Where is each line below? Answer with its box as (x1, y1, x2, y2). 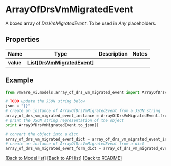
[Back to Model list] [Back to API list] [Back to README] (5, 155, 122, 161)
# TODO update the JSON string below (5, 99, 85, 104)
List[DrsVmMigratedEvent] (27, 59, 94, 66)
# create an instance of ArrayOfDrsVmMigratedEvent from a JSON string (5, 108, 160, 114)
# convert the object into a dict (5, 131, 79, 137)
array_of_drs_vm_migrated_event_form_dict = (5, 146, 101, 151)
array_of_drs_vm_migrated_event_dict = (5, 136, 90, 142)
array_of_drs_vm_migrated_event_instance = (5, 113, 99, 118)
